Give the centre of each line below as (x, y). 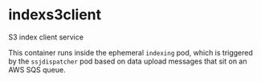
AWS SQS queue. (37, 69)
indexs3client (55, 15)
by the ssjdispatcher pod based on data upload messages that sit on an (128, 61)
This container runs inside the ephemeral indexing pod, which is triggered (130, 52)
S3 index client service (46, 37)
